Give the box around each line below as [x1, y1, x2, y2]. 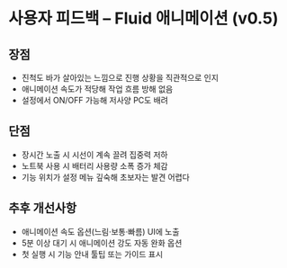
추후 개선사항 [8, 201, 77, 216]
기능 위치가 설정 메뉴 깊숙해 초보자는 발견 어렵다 [21, 172, 190, 183]
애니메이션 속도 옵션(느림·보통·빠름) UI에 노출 [21, 226, 180, 237]
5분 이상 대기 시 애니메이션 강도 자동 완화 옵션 [21, 237, 183, 248]
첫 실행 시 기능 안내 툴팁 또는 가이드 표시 [21, 248, 164, 259]
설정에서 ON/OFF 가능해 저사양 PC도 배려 [21, 95, 168, 105]
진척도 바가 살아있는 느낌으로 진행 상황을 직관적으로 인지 [21, 73, 220, 83]
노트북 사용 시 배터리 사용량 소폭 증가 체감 [21, 160, 168, 171]
